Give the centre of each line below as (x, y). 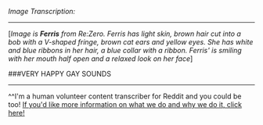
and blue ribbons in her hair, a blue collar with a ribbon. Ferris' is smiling (125, 50)
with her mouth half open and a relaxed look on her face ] (101, 59)
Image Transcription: (42, 11)
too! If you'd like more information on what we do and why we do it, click (125, 104)
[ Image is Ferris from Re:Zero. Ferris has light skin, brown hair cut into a (124, 34)
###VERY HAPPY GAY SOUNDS (60, 74)
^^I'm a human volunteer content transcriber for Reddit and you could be (125, 96)
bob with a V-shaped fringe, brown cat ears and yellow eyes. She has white (131, 42)
